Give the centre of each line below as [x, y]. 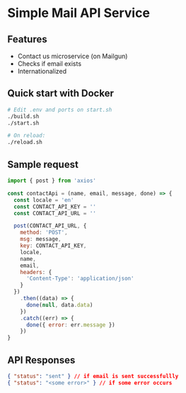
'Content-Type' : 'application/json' [80, 279]
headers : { [36, 272]
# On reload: [27, 136]
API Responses [41, 360]
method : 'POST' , [44, 233]
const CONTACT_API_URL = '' [55, 213]
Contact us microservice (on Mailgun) [72, 56]
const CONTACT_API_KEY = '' [55, 207]
